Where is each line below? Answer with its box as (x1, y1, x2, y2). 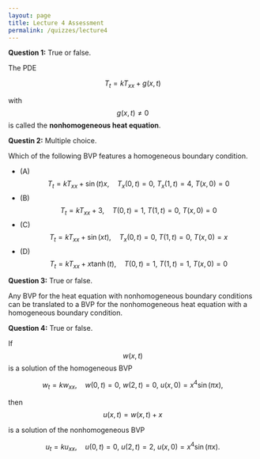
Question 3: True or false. (8, 276, 93, 286)
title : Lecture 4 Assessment (8, 19, 104, 27)
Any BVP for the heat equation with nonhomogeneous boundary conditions (8, 291, 253, 301)
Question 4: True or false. (8, 324, 93, 333)
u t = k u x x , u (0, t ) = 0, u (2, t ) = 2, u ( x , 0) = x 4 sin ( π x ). (45, 440, 220, 453)
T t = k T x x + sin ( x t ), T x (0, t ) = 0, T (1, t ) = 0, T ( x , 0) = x (49, 232, 228, 244)
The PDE (8, 63, 37, 73)
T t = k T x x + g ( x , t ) (104, 78, 161, 90)
